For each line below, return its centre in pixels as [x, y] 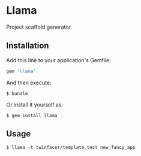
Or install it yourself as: [34, 105]
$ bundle [17, 93]
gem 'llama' [21, 71]
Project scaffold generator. [39, 27]
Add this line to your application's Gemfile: [58, 60]
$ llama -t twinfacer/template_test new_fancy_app [71, 148]
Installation [28, 46]
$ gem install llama [32, 115]
